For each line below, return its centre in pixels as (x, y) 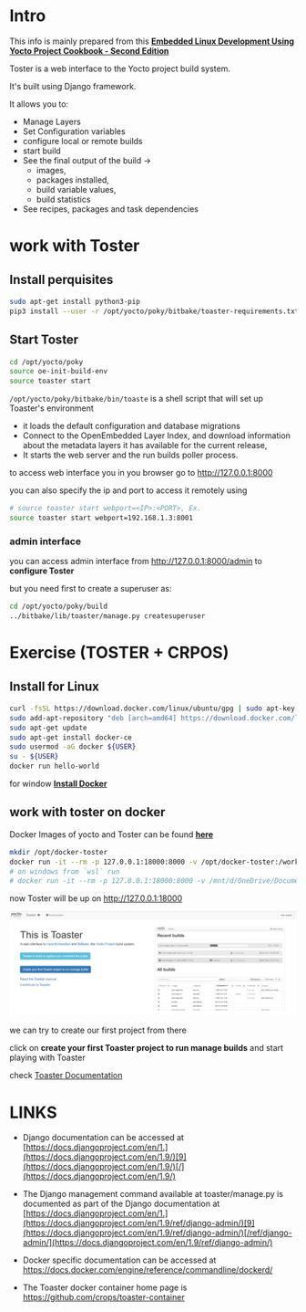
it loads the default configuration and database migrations (132, 426)
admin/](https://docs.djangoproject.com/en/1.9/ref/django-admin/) (148, 1243)
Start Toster (44, 340)
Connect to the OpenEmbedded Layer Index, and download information (157, 436)
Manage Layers (52, 121)
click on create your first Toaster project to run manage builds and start (147, 1048)
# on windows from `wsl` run (65, 871)
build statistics (63, 199)
